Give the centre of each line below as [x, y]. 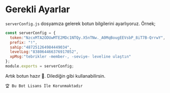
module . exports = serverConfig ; [40, 66]
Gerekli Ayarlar [38, 9]
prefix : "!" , [24, 42]
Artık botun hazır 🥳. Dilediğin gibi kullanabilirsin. [55, 76]
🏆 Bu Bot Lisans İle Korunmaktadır [44, 86]
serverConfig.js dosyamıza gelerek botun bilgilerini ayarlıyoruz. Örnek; [80, 24]
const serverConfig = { [31, 33]
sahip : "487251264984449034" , [41, 47]
